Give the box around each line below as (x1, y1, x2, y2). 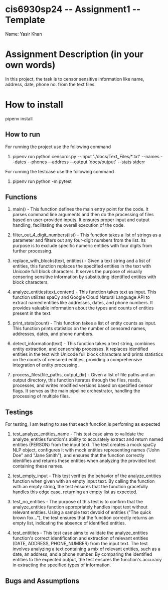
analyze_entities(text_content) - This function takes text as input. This (12, 289, 156, 295)
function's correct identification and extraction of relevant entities (12, 535, 148, 541)
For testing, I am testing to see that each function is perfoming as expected (5, 421, 160, 427)
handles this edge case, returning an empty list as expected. (12, 489, 138, 495)
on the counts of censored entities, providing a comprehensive (12, 357, 142, 363)
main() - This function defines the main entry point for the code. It (12, 206, 149, 212)
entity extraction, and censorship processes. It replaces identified (12, 346, 148, 352)
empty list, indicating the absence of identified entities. (12, 520, 126, 526)
